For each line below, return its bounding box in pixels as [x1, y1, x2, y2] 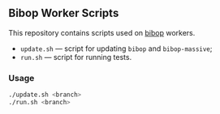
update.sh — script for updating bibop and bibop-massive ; [19, 44, 213, 53]
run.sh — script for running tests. [19, 52, 132, 61]
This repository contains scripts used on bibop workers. [8, 27, 196, 37]
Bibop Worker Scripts [8, 6, 119, 20]
